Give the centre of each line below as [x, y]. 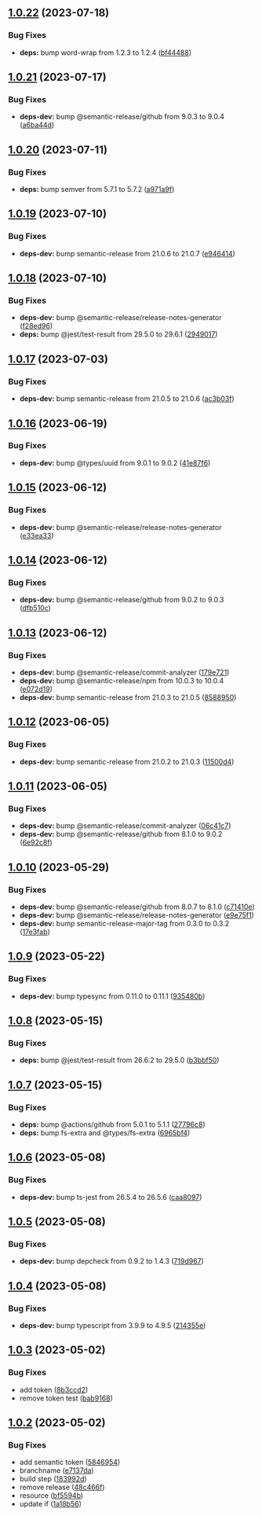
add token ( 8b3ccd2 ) [54, 1389]
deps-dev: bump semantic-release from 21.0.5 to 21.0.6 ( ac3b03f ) [127, 399]
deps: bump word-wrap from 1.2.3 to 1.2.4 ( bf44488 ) [106, 52]
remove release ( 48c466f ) [62, 1487]
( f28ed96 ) [36, 326]
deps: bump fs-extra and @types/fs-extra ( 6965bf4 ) [105, 1133]
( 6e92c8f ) [36, 843]
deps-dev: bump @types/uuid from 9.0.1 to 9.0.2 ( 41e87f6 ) [115, 462]
